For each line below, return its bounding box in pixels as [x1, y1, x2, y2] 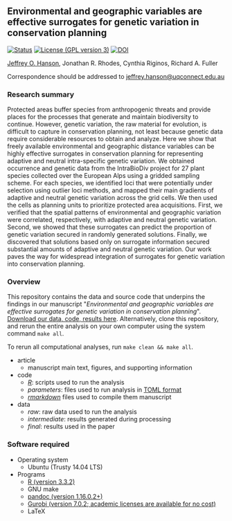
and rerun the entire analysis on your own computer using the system [7, 322, 206, 331]
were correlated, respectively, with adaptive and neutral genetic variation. [7, 216, 217, 224]
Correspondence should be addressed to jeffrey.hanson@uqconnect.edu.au [7, 72, 225, 80]
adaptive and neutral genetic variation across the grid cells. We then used [7, 194, 217, 202]
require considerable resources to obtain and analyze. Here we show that [7, 135, 217, 143]
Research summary [7, 89, 75, 99]
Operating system [17, 455, 69, 464]
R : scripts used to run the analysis [27, 378, 125, 387]
